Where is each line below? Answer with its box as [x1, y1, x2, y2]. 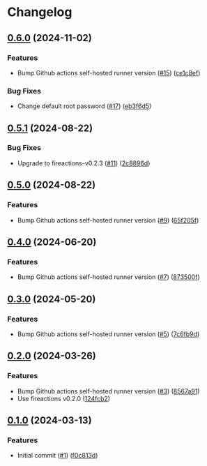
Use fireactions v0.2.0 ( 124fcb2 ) [17, 394, 110, 403]
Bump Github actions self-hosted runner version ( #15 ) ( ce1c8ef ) [17, 68, 201, 77]
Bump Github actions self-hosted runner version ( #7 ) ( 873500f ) [17, 273, 200, 281]
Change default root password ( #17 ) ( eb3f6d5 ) [17, 102, 152, 110]
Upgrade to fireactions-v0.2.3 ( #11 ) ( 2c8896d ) [17, 158, 151, 167]
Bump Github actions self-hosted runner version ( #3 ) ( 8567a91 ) [17, 386, 200, 395]
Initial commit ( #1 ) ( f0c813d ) [17, 451, 98, 460]
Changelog [7, 4, 72, 20]
